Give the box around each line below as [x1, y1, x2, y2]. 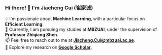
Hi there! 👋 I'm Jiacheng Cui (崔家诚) [5, 4, 93, 11]
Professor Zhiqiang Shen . [5, 32, 59, 38]
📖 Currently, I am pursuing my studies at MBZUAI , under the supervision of [5, 27, 158, 32]
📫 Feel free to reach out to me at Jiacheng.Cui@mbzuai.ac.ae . [5, 37, 135, 43]
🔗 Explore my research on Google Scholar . [5, 44, 92, 50]
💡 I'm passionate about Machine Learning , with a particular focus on [5, 16, 145, 22]
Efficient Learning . [5, 21, 44, 27]
